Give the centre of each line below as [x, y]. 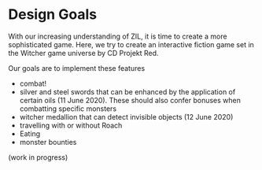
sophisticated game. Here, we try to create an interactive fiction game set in [131, 44]
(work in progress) [38, 157]
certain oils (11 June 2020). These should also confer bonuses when [130, 100]
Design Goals [52, 15]
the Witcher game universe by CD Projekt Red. [83, 53]
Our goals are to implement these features [77, 68]
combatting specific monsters [68, 109]
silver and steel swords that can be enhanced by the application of [127, 91]
